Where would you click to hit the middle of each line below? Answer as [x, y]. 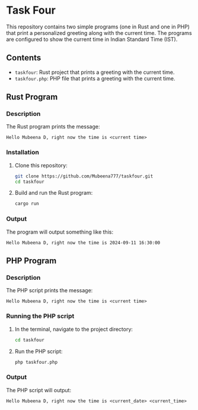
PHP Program [31, 261]
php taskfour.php [36, 362]
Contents [24, 58]
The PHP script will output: [39, 390]
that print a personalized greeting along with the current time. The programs [99, 33]
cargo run [27, 204]
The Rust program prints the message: [53, 127]
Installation [23, 153]
